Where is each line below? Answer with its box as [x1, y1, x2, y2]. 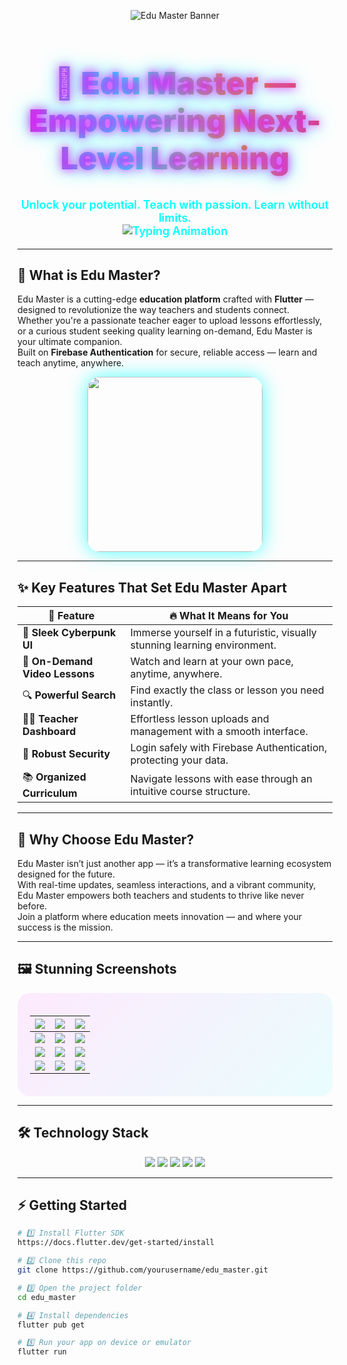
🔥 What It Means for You [169, 609, 289, 623]
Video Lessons [22, 667, 95, 681]
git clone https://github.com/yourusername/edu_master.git [17, 1265, 269, 1275]
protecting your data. [130, 753, 229, 767]
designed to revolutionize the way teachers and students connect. [17, 304, 290, 316]
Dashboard [22, 725, 77, 739]
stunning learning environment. [130, 638, 277, 652]
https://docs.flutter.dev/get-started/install [17, 1238, 215, 1248]
